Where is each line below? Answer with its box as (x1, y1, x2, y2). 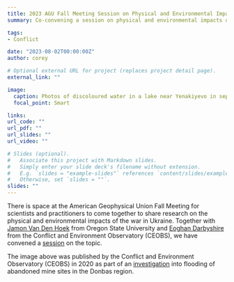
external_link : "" (7, 74, 61, 81)
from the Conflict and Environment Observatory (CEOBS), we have (7, 231, 198, 240)
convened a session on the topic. (7, 239, 102, 247)
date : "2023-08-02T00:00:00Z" (7, 48, 95, 56)
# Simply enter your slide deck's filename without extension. (7, 163, 201, 171)
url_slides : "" (7, 132, 52, 139)
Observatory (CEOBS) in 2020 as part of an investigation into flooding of (7, 260, 216, 268)
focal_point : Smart (13, 99, 70, 107)
